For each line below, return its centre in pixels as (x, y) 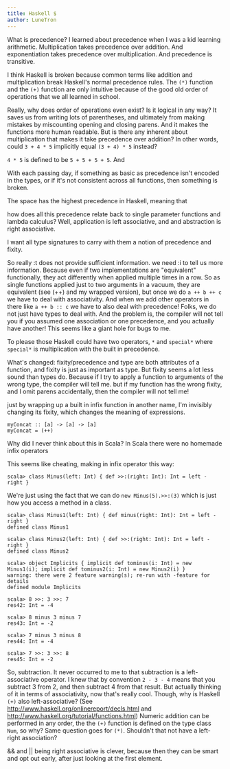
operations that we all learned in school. (64, 96)
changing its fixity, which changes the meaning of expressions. (96, 412)
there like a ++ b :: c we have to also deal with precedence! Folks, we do (112, 306)
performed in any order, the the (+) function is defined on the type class (109, 723)
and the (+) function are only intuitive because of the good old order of (107, 89)
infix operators (28, 450)
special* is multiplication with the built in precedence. (83, 349)
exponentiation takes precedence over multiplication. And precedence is (110, 54)
